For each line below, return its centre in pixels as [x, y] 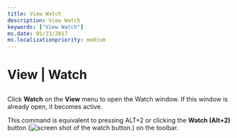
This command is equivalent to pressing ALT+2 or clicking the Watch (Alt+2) [119, 120]
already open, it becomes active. [55, 106]
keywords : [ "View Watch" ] [45, 27]
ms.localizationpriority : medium [57, 40]
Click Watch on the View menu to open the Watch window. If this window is [118, 99]
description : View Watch [44, 20]
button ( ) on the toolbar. [93, 127]
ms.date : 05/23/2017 [38, 33]
